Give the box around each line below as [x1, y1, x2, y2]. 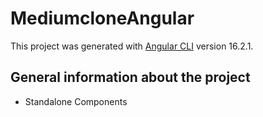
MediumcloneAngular [10, 7, 195, 30]
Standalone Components [24, 95, 128, 107]
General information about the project [10, 69, 251, 86]
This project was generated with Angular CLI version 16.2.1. [10, 40, 254, 52]
